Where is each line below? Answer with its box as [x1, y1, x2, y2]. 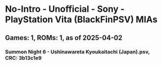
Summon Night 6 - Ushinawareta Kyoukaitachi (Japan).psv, [5, 48, 150, 55]
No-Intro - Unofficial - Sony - [5, 3, 125, 15]
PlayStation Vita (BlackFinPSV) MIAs [5, 14, 158, 25]
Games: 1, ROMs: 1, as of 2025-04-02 [5, 33, 123, 42]
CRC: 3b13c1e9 [5, 54, 42, 61]
